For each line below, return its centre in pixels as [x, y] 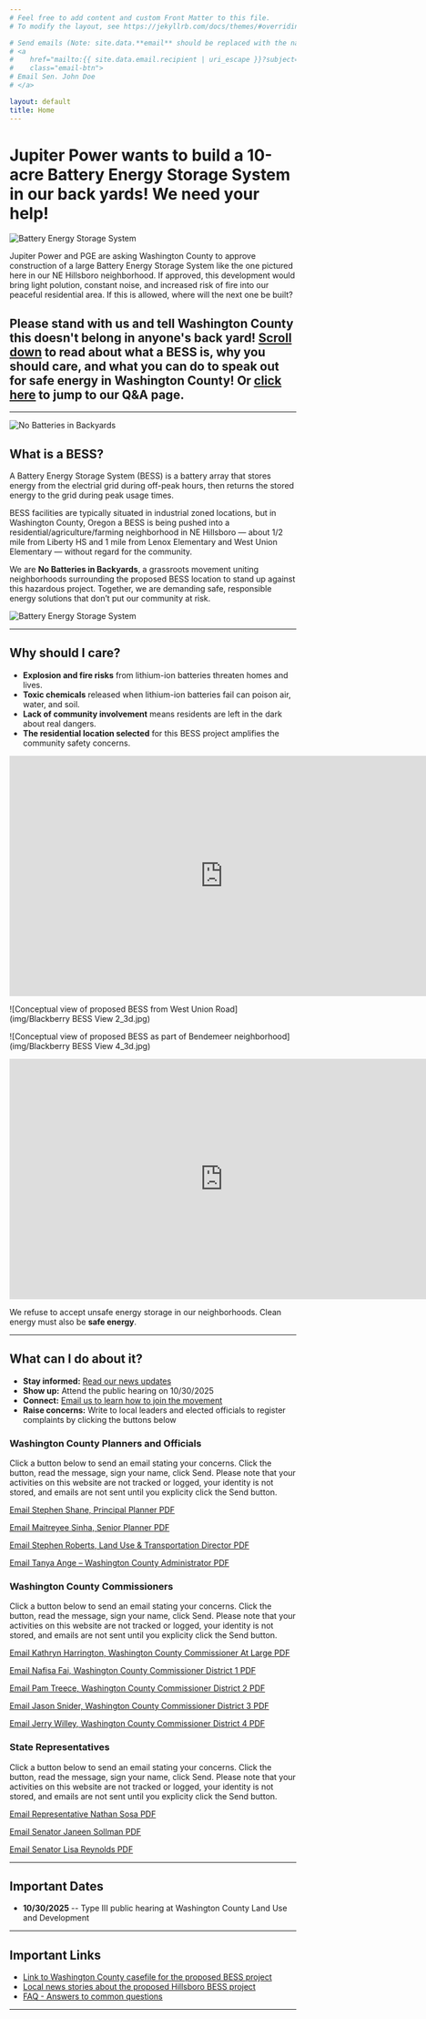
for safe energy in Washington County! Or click [146, 381]
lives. [32, 685]
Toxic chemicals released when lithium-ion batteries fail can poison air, [157, 695]
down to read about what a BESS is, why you [137, 352]
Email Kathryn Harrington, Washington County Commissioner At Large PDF [150, 1653]
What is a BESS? [57, 453]
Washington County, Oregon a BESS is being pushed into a [120, 523]
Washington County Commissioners [91, 1586]
